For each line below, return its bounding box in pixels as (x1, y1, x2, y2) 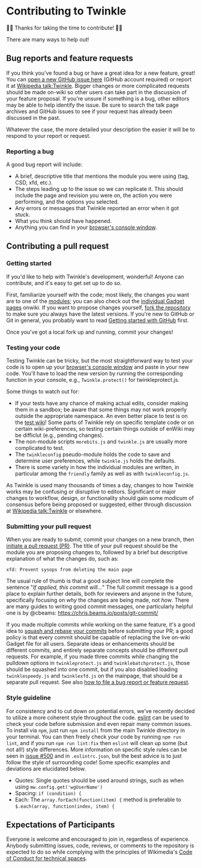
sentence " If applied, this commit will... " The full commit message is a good (6, 584, 193, 591)
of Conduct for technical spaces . (6, 855, 88, 862)
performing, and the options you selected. (14, 198, 119, 205)
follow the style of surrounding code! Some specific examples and (6, 758, 170, 766)
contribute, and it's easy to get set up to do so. (6, 279, 122, 287)
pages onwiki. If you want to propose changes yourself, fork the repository (6, 304, 191, 311)
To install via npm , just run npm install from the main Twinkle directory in (6, 726, 185, 734)
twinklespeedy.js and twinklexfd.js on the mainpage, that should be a (6, 672, 182, 679)
